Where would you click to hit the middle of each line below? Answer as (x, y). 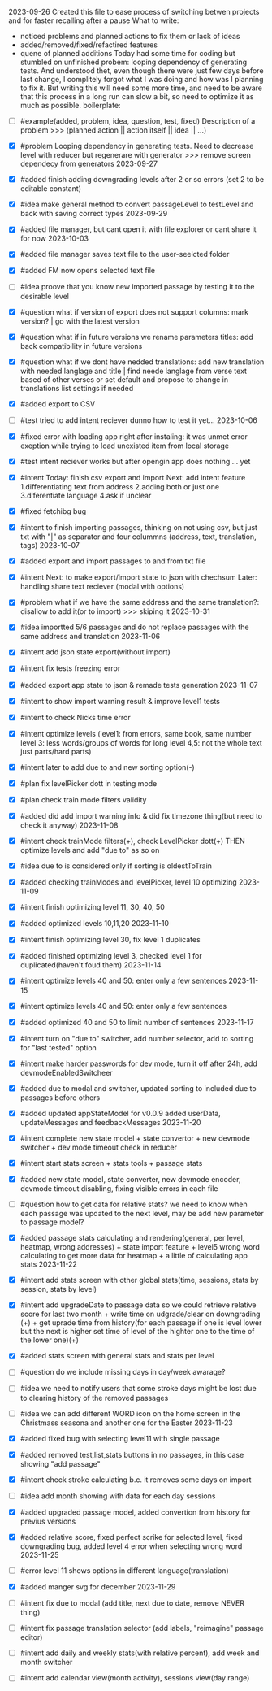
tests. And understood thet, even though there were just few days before (142, 71)
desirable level (44, 296)
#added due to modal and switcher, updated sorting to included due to (138, 1088)
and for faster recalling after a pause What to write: (94, 20)
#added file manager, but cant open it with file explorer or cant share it (138, 229)
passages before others (60, 1098)
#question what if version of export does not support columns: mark (134, 311)
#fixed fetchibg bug (53, 511)
